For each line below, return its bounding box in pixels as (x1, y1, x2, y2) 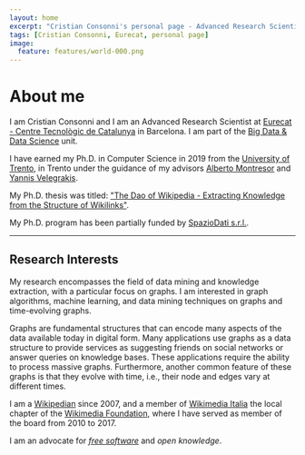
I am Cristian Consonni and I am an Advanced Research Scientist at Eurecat (9, 116, 292, 127)
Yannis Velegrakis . (9, 173, 79, 183)
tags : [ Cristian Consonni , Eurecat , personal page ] (9, 30, 209, 39)
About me (9, 86, 85, 107)
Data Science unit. (9, 135, 78, 146)
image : (9, 38, 34, 48)
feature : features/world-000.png (17, 47, 144, 56)
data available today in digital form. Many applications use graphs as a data (9, 332, 291, 343)
